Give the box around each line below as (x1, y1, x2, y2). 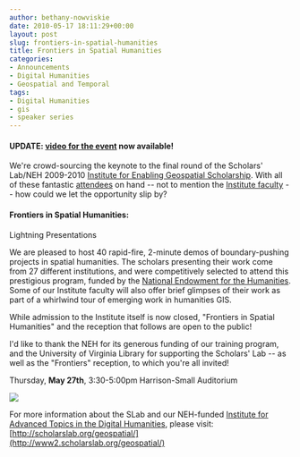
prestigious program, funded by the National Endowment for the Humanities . (9, 275, 291, 286)
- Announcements (9, 63, 70, 72)
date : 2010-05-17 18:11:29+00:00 (9, 21, 134, 30)
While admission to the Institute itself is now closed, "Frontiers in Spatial (9, 311, 275, 322)
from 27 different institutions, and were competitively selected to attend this (9, 266, 289, 276)
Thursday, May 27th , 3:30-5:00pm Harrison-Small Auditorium (9, 375, 238, 385)
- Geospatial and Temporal (9, 80, 110, 89)
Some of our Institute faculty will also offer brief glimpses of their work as (9, 284, 280, 295)
